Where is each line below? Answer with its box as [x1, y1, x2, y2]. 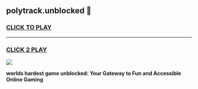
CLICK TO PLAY [6, 23, 52, 32]
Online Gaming [6, 76, 44, 83]
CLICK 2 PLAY [6, 45, 47, 53]
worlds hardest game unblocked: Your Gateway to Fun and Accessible [6, 70, 181, 77]
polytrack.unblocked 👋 [6, 6, 92, 16]
